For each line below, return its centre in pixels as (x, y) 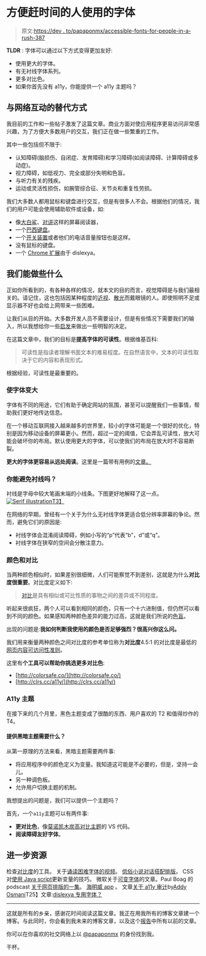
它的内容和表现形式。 (59, 359)
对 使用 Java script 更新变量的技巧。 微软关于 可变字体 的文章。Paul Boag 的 (100, 879)
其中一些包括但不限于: (34, 144)
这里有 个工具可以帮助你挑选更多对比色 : (56, 663)
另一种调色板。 (34, 779)
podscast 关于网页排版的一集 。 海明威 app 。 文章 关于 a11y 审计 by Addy (97, 887)
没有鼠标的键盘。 (37, 245)
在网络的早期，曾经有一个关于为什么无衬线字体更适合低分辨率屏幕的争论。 (100, 514)
